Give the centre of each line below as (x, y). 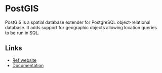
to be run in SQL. (22, 33)
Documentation (28, 65)
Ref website (24, 60)
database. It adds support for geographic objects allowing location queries (81, 27)
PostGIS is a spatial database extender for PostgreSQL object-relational (78, 22)
